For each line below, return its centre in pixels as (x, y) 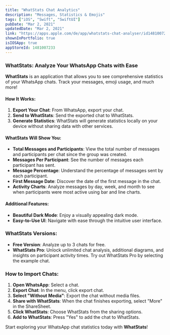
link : (11, 33)
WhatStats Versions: (31, 234)
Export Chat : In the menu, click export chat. (58, 290)
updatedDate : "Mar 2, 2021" (35, 29)
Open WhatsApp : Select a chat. (46, 285)
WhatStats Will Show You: (33, 138)
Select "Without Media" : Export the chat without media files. (76, 296)
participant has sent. (34, 165)
